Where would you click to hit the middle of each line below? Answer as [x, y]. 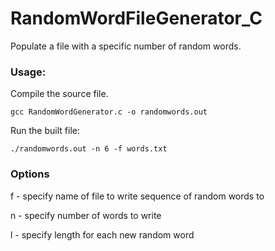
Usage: [28, 72]
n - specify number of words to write [86, 215]
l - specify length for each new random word [102, 234]
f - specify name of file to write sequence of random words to [137, 196]
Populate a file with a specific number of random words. [126, 46]
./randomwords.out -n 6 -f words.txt [89, 149]
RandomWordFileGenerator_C [136, 18]
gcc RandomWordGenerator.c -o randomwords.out [109, 112]
